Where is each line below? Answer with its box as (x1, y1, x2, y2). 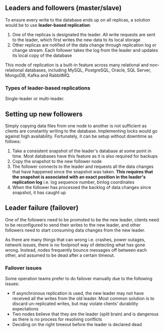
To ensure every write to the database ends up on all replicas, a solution (5, 17, 151, 23)
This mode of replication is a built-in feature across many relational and (5, 62, 149, 68)
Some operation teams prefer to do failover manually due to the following (5, 276, 153, 282)
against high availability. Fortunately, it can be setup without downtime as (5, 133, 153, 139)
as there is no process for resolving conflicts (12, 316, 102, 322)
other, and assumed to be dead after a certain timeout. (5, 252, 115, 258)
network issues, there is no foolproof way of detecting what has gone (5, 242, 145, 248)
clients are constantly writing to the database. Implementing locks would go (5, 128, 158, 134)
